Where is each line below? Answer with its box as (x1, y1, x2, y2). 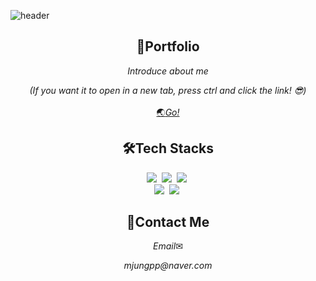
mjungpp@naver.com (123, 260, 213, 272)
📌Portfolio (136, 38, 200, 55)
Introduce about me (127, 65, 209, 77)
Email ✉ (153, 240, 183, 252)
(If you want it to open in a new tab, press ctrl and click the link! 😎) (29, 84, 307, 96)
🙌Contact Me (126, 214, 210, 231)
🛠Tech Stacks (122, 140, 214, 157)
